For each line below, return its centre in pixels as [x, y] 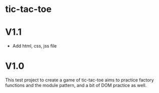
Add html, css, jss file [35, 46]
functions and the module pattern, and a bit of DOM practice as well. [76, 85]
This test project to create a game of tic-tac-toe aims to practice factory [79, 80]
